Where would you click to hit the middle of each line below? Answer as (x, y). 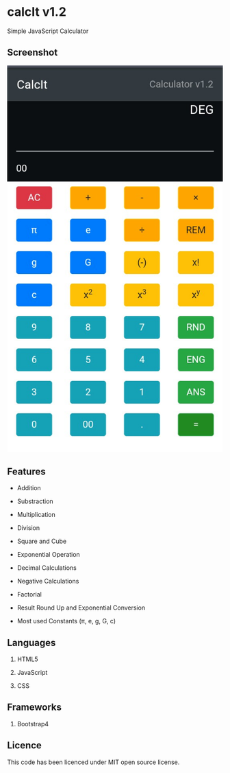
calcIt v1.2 (37, 12)
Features (26, 471)
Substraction (35, 501)
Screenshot (33, 53)
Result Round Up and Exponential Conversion (81, 608)
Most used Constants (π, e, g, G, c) (66, 621)
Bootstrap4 (33, 724)
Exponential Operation (48, 555)
